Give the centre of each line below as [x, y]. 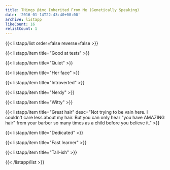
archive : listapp [24, 19]
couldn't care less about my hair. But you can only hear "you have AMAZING [85, 118]
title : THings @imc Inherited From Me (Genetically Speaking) [72, 10]
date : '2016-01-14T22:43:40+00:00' [43, 15]
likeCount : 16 [20, 24]
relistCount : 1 [21, 29]
